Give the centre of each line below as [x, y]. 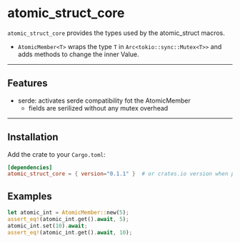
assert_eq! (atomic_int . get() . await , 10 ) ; [70, 232]
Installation [33, 137]
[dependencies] [30, 167]
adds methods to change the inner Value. [78, 54]
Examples [30, 196]
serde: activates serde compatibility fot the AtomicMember [104, 100]
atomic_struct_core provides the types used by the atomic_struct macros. [116, 33]
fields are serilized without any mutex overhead [98, 108]
